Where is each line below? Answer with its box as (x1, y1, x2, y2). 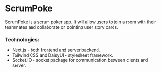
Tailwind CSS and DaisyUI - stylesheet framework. (12, 52, 113, 58)
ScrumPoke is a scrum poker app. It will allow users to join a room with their (5, 19, 156, 25)
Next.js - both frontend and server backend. (12, 47, 100, 53)
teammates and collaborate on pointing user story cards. (5, 24, 118, 29)
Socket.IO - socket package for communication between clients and (12, 58, 148, 63)
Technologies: (5, 36, 40, 43)
